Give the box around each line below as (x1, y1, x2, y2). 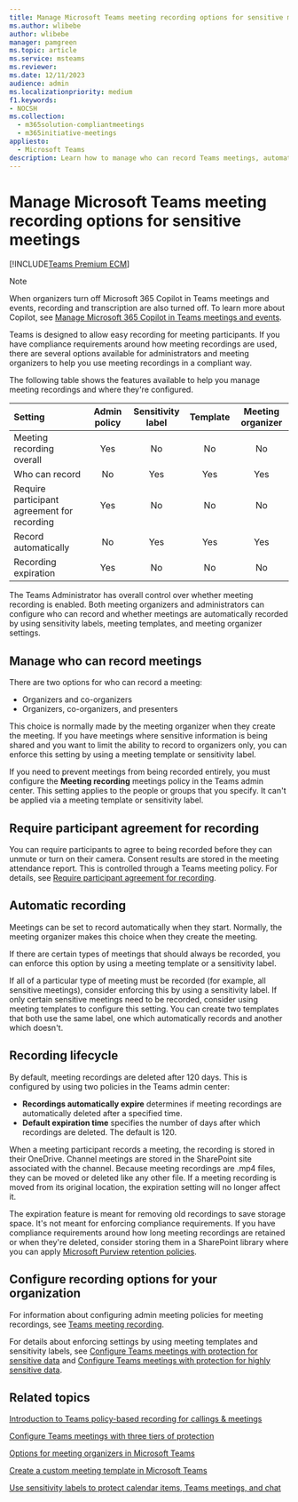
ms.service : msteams (9, 54, 86, 63)
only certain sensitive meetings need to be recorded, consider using (9, 994, 259, 1004)
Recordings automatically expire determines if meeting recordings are (21, 1099, 282, 1109)
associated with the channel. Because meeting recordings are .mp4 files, (9, 1162, 276, 1173)
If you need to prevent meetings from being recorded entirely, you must (9, 766, 271, 778)
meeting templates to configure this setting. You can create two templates (9, 1003, 279, 1014)
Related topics (9, 1390, 90, 1405)
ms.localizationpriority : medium (9, 87, 133, 96)
